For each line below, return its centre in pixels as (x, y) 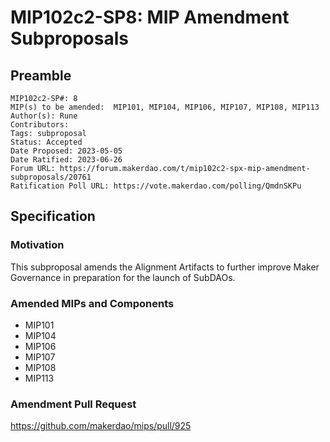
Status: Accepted (46, 142)
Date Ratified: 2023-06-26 (66, 160)
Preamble (41, 75)
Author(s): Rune (44, 116)
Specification (53, 216)
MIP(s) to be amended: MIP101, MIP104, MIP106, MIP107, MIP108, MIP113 (165, 107)
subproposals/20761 (51, 177)
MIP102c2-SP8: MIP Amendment (150, 17)
